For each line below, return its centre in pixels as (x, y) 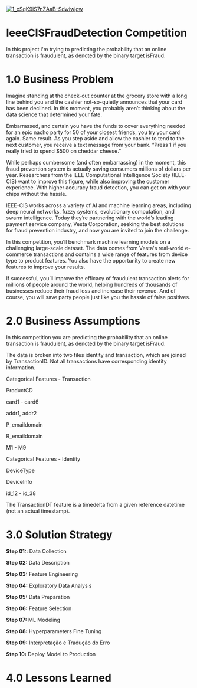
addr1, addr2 (22, 413)
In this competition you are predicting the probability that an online (87, 337)
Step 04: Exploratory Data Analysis (49, 585)
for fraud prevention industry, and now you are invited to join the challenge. (98, 230)
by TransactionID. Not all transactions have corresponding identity (86, 361)
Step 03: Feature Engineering (42, 574)
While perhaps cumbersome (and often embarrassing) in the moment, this (96, 162)
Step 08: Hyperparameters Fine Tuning (54, 631)
